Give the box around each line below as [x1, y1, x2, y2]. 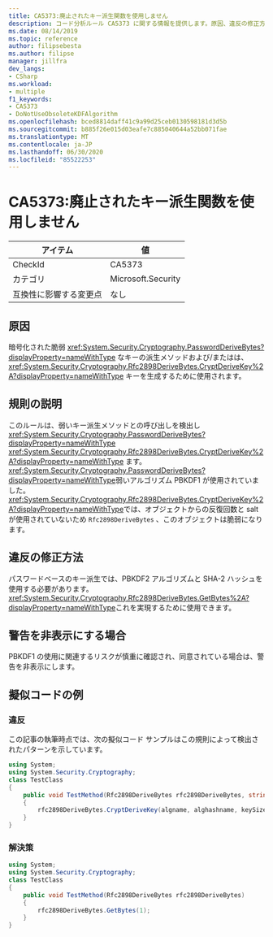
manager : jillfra [8, 58, 67, 66]
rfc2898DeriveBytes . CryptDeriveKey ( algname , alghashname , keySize [37, 806, 267, 814]
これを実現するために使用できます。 [115, 602, 236, 612]
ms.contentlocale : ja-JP [8, 140, 93, 149]
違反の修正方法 [8, 550, 84, 565]
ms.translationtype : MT [8, 132, 89, 141]
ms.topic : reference [8, 34, 79, 43]
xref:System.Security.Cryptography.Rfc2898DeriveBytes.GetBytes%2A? [8, 592, 250, 602]
